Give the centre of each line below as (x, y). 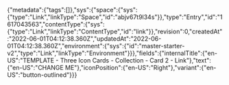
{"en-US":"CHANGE (35, 68)
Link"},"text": (193, 60)
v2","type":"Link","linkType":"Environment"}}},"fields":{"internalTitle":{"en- (112, 53)
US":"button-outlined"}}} (42, 75)
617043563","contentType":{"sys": (56, 24)
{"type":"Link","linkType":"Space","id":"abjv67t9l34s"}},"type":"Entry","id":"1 (115, 17)
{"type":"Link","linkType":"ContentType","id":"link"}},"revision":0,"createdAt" (115, 31)
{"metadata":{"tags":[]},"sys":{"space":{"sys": (72, 10)
